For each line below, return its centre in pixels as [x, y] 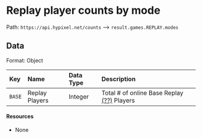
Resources [20, 116]
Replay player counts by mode [83, 10]
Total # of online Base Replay [142, 92]
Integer [79, 97]
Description [118, 79]
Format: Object [25, 60]
